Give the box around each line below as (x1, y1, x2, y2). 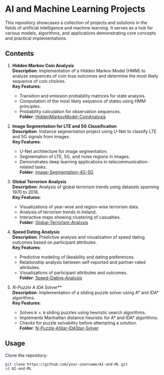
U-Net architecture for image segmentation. (19, 148, 108, 154)
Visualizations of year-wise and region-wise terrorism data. (19, 203, 140, 209)
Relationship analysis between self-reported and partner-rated (19, 259, 146, 265)
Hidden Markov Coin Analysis (12, 62, 74, 68)
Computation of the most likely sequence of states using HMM (19, 98, 146, 104)
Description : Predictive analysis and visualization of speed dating (12, 234, 145, 240)
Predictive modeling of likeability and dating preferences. (19, 254, 135, 260)
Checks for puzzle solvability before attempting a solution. (19, 320, 138, 325)
